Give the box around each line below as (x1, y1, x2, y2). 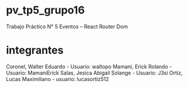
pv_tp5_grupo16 (6, 4, 85, 17)
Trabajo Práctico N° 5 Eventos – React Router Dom (6, 23, 128, 30)
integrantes (6, 43, 64, 57)
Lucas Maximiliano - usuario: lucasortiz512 (6, 75, 110, 82)
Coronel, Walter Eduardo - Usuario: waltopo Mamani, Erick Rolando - (6, 63, 172, 70)
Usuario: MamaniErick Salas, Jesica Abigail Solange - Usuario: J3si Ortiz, (6, 69, 183, 76)
